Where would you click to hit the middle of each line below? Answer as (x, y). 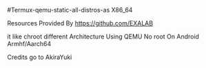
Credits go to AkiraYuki (40, 57)
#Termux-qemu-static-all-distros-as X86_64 (70, 10)
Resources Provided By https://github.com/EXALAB (80, 23)
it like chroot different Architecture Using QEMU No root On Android (103, 36)
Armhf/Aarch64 (29, 44)
